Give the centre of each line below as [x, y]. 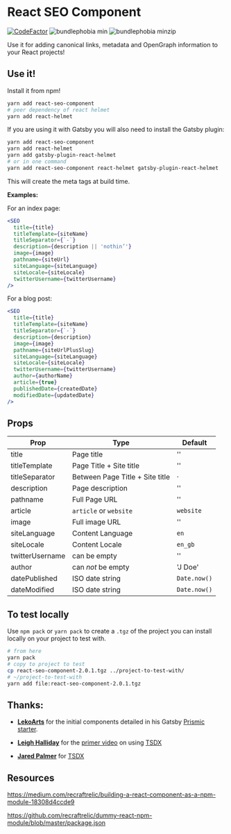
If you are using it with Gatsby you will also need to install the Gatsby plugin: [116, 130]
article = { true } [35, 382]
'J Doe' [188, 568]
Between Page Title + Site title [121, 477]
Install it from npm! [34, 90]
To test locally [38, 614]
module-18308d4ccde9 [41, 802]
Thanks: [25, 705]
